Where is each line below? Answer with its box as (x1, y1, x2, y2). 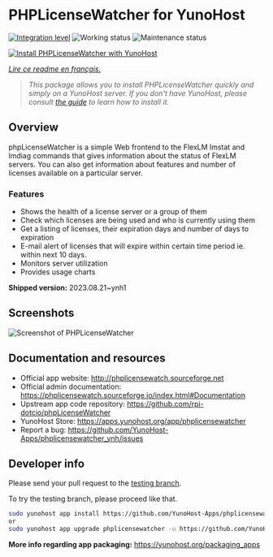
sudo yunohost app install (8, 510, 100, 518)
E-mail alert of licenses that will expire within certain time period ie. (19, 241, 245, 251)
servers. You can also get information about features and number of (8, 159, 236, 169)
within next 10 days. (19, 250, 87, 260)
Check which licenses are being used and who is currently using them (19, 215, 256, 225)
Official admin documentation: (19, 382, 122, 391)
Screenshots (8, 306, 75, 320)
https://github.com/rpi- (127, 399, 205, 408)
